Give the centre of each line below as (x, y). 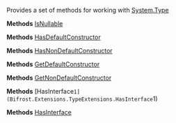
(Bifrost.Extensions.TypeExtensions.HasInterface (80, 99)
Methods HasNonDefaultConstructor (59, 51)
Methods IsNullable (35, 23)
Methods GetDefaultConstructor (53, 64)
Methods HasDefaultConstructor (54, 37)
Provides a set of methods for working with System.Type (88, 10)
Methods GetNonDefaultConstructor (59, 78)
